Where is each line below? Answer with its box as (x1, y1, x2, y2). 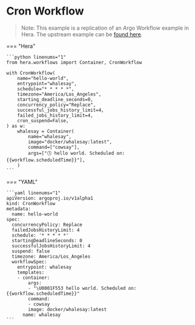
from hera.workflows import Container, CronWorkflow (6, 59, 142, 65)
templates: (17, 269, 45, 275)
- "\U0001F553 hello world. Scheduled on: (28, 285, 137, 291)
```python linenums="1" (6, 54, 67, 60)
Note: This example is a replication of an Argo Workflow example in (21, 24, 189, 31)
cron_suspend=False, (17, 117, 69, 123)
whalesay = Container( (17, 128, 74, 134)
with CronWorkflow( (6, 70, 56, 76)
